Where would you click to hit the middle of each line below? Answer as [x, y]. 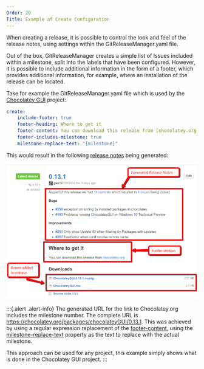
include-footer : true [44, 118]
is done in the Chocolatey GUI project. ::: [57, 359]
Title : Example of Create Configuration [58, 19]
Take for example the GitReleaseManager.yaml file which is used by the [96, 93]
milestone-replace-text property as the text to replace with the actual [93, 334]
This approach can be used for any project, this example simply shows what [102, 353]
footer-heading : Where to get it [59, 125]
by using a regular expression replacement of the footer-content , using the [100, 328]
